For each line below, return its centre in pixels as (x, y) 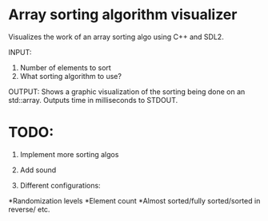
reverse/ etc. (29, 209)
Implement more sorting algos (69, 154)
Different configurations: (60, 185)
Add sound (38, 170)
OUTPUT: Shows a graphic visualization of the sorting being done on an (127, 91)
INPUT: (20, 52)
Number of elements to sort (66, 67)
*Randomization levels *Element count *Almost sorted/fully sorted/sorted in (134, 200)
